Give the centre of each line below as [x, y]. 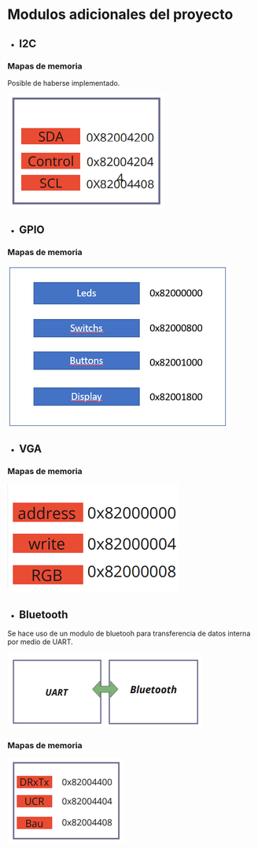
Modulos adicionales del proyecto [120, 15]
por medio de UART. [40, 642]
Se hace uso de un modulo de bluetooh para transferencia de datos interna [129, 634]
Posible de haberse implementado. [64, 83]
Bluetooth [43, 615]
